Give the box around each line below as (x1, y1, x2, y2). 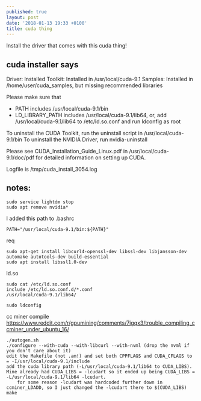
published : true (6, 8, 47, 15)
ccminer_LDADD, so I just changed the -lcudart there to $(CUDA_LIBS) (6, 384, 187, 391)
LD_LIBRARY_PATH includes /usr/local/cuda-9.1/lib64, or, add (14, 112, 167, 119)
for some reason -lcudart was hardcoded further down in (17, 379, 163, 385)
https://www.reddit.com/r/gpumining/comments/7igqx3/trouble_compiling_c (6, 319, 195, 326)
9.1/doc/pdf (6, 154, 35, 161)
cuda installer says (6, 60, 79, 70)
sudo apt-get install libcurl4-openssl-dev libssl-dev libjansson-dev (6, 248, 187, 254)
